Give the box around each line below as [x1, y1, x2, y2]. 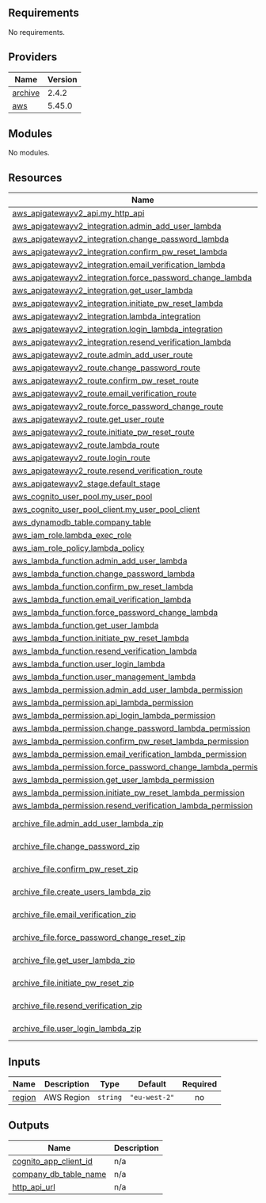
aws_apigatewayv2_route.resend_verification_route [12, 465, 203, 476]
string [97, 1093, 123, 1102]
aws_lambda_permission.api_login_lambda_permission [12, 710, 216, 721]
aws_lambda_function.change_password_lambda [12, 568, 196, 579]
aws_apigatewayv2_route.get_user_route [12, 414, 165, 425]
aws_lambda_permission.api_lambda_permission [12, 697, 194, 708]
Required [181, 1079, 218, 1090]
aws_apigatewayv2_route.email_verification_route [12, 388, 197, 399]
